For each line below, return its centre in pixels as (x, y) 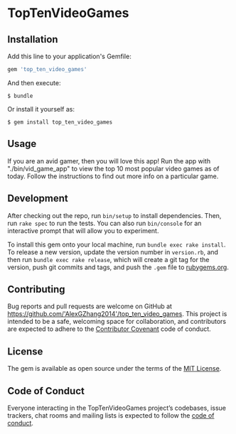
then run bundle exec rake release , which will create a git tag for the (108, 259)
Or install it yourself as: (41, 109)
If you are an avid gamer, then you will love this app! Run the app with (109, 161)
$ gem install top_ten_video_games (60, 122)
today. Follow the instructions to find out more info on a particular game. (113, 176)
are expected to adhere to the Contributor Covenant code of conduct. (109, 329)
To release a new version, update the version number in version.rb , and (113, 252)
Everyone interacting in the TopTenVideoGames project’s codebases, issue (117, 408)
